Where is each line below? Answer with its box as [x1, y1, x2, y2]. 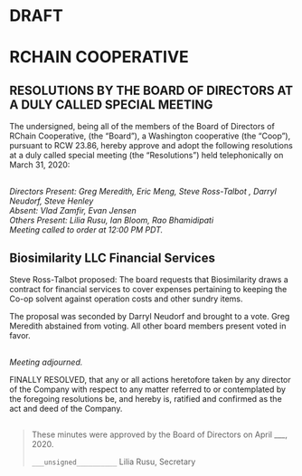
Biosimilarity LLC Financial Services [9, 250, 215, 265]
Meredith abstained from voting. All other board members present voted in [9, 320, 287, 331]
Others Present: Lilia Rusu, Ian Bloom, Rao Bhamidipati [9, 214, 214, 225]
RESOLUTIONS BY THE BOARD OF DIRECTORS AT [9, 82, 294, 98]
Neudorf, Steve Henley [9, 195, 94, 206]
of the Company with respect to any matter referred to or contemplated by [9, 384, 287, 395]
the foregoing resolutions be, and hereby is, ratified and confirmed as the [9, 393, 282, 404]
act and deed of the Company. [9, 403, 123, 414]
